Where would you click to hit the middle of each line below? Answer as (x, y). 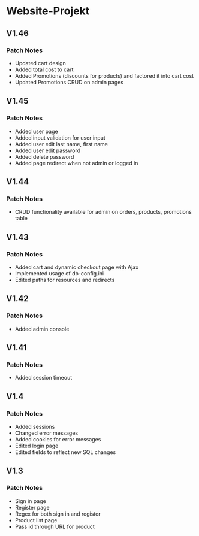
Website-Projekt (48, 11)
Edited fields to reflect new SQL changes (65, 452)
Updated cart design (40, 63)
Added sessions (35, 427)
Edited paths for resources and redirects (65, 280)
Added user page (36, 131)
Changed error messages (46, 433)
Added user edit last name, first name (61, 144)
